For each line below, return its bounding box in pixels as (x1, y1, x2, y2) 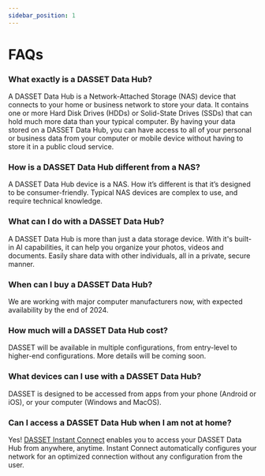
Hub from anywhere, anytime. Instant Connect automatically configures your (8, 443, 257, 452)
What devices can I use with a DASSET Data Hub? (8, 371, 202, 382)
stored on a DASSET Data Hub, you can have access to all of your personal (8, 126, 252, 135)
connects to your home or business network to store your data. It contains (8, 100, 249, 110)
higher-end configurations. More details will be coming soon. (8, 351, 207, 361)
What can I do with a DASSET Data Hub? (8, 216, 165, 227)
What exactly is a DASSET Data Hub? (8, 73, 152, 84)
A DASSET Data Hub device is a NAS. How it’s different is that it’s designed (8, 179, 251, 189)
